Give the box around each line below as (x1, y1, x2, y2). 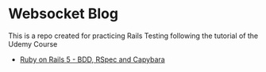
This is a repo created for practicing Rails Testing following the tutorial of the (8, 31, 259, 40)
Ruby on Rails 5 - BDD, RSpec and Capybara (19, 55, 165, 64)
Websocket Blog (8, 5, 119, 23)
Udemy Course (8, 39, 58, 48)
